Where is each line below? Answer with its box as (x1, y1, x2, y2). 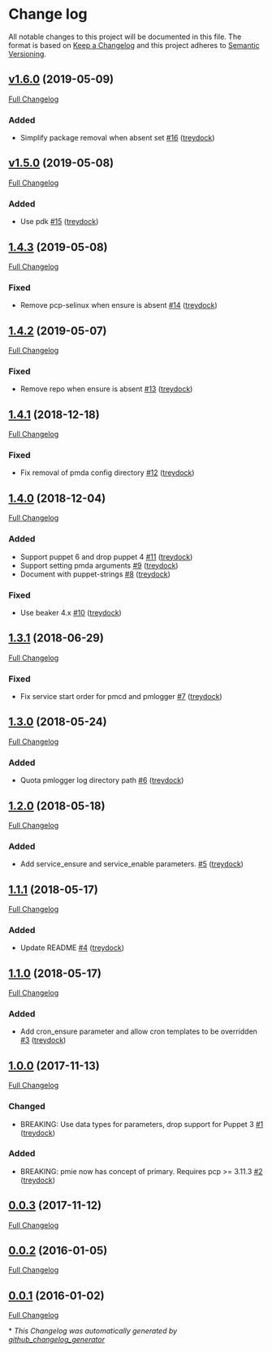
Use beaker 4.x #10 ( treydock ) (19, 607, 122, 617)
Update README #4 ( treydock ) (19, 943, 124, 952)
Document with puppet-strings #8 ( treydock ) (19, 569, 171, 579)
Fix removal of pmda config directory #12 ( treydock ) (19, 468, 195, 477)
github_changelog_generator (8, 1335, 106, 1345)
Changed (8, 1101, 46, 1112)
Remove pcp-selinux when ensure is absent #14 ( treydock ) (19, 300, 218, 310)
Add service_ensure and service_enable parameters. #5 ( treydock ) (19, 859, 244, 869)
